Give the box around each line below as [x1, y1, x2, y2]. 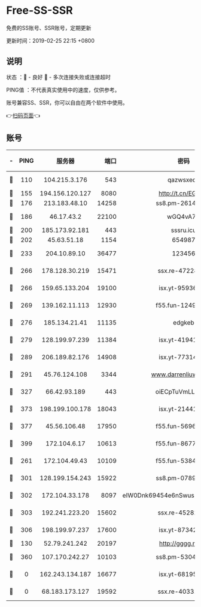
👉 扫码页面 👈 [6, 112, 41, 119]
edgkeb [173, 318, 194, 326]
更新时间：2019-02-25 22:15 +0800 [6, 37, 95, 44]
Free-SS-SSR [6, 4, 73, 17]
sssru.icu [170, 226, 197, 234]
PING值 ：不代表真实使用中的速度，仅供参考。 [6, 86, 120, 93]
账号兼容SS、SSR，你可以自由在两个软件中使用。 [6, 99, 128, 106]
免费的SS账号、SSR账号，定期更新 [6, 24, 92, 31]
